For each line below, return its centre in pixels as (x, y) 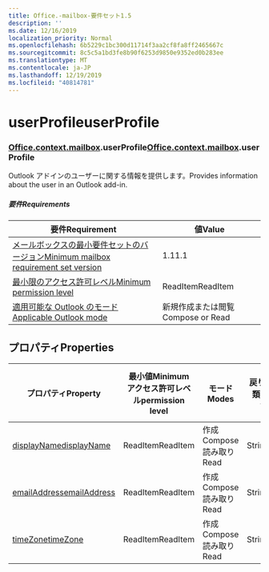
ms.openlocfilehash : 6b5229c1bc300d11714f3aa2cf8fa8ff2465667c (116, 46)
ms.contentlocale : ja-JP (50, 68)
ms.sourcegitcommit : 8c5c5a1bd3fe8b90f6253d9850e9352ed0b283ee (116, 53)
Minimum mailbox (77, 257)
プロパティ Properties (61, 348)
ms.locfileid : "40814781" (51, 82)
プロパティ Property (64, 393)
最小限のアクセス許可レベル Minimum (82, 282)
